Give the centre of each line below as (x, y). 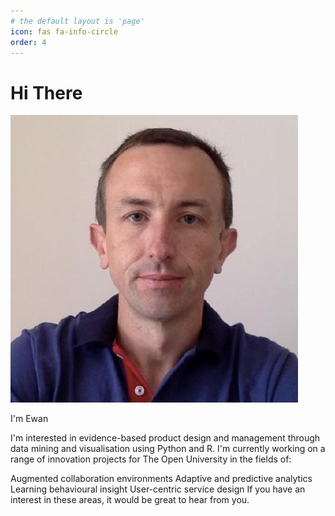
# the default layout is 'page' (77, 21)
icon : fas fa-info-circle (64, 31)
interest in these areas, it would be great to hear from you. (130, 500)
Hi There (46, 92)
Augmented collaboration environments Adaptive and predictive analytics (161, 479)
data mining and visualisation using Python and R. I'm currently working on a (168, 449)
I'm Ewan (29, 419)
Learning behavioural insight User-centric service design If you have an (158, 489)
